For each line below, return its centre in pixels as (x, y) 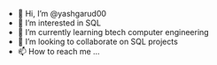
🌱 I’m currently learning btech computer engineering (113, 32)
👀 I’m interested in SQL (59, 23)
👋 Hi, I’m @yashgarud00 (62, 14)
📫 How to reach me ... (58, 51)
